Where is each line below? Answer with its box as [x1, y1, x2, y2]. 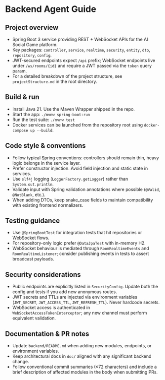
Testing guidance [5, 217, 60, 225]
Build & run [5, 93, 40, 101]
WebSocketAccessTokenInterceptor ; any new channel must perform [12, 310, 147, 316]
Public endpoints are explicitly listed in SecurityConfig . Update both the [12, 284, 158, 290]
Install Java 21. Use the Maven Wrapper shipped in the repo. [12, 106, 135, 112]
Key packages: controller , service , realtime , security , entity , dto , [12, 47, 151, 53]
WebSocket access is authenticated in [12, 305, 90, 311]
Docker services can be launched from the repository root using [12, 122, 143, 127]
